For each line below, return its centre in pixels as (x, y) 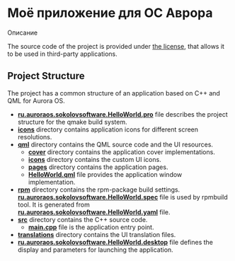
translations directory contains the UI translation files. (97, 234)
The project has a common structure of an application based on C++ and (114, 93)
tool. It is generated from (53, 204)
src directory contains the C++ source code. (82, 219)
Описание (22, 33)
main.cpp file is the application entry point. (91, 227)
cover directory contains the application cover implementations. (122, 152)
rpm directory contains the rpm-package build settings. (99, 190)
